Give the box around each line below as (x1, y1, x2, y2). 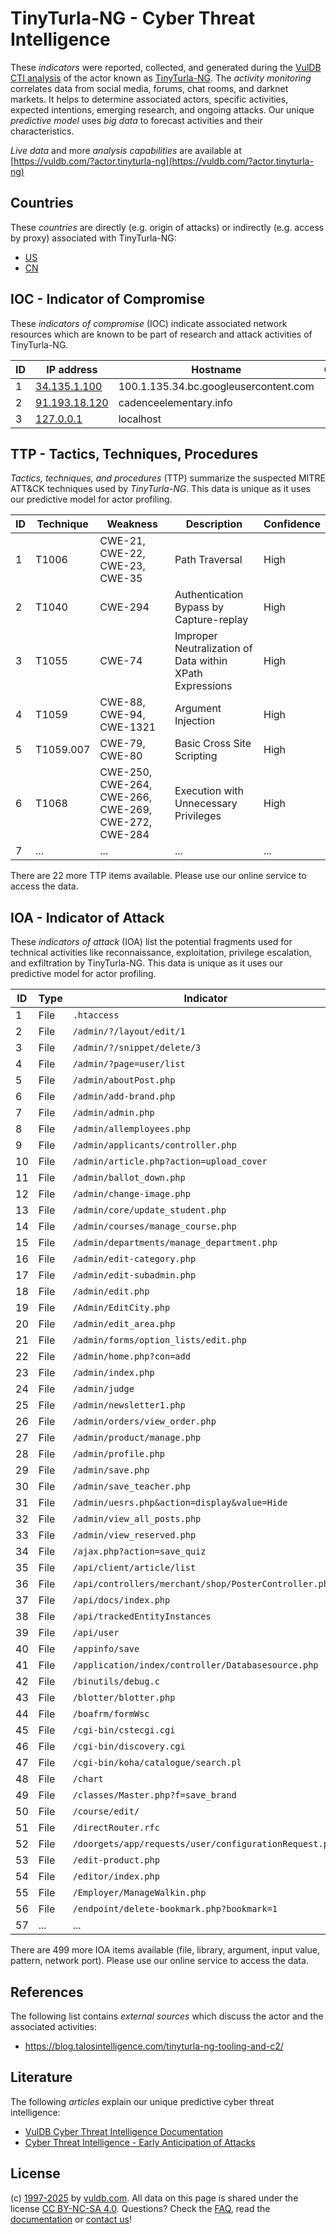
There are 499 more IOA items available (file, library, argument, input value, (10, 1944, 320, 1956)
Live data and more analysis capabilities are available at (10, 144, 242, 156)
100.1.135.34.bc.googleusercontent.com (118, 379, 315, 393)
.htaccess (72, 1010, 120, 1021)
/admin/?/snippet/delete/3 (72, 1042, 202, 1054)
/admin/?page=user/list (72, 1058, 186, 1070)
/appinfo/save (72, 1643, 140, 1655)
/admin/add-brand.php (72, 1091, 176, 1102)
